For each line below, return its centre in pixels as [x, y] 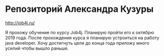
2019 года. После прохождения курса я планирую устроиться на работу [82, 38]
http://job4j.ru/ [20, 23]
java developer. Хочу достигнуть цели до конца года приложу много [77, 43]
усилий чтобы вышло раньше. [37, 48]
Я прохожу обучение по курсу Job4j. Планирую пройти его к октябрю [80, 32]
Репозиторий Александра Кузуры [80, 9]
